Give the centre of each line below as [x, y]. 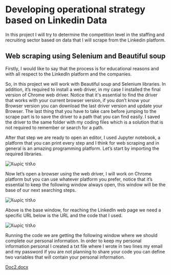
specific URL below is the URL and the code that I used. [64, 215]
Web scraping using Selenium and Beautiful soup [85, 56]
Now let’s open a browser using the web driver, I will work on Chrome [79, 173]
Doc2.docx [17, 267]
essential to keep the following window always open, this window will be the [85, 184]
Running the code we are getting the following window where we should [81, 235]
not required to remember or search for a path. [55, 127]
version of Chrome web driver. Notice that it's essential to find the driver [81, 95]
